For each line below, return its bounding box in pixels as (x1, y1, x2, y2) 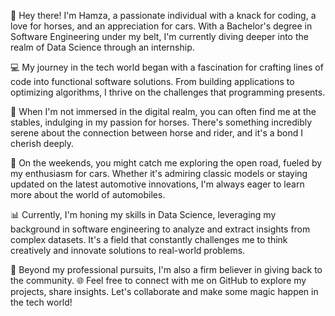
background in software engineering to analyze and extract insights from (10, 223, 311, 235)
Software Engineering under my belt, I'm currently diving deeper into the (10, 31, 309, 42)
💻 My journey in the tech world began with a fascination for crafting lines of (10, 61, 324, 73)
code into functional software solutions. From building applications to (10, 76, 295, 87)
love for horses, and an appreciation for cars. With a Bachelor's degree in (10, 20, 313, 32)
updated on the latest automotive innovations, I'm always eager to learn (10, 178, 305, 190)
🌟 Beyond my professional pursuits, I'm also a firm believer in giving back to (10, 264, 323, 275)
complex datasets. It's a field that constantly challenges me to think (10, 234, 288, 245)
